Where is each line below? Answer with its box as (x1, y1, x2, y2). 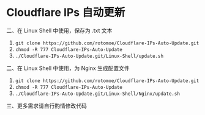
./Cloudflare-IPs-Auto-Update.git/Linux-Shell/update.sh (15, 53, 164, 59)
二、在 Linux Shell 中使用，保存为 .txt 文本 (6, 27, 113, 34)
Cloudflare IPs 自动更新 (6, 5, 125, 19)
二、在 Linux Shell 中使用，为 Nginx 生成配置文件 (6, 64, 130, 72)
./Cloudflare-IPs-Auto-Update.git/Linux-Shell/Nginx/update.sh (15, 91, 181, 97)
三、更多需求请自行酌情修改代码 (6, 102, 87, 110)
